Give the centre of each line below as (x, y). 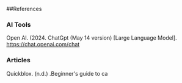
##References (24, 9)
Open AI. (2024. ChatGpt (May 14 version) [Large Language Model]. (92, 38)
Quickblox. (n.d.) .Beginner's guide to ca (57, 73)
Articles (18, 60)
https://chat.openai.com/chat (43, 45)
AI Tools (19, 24)
